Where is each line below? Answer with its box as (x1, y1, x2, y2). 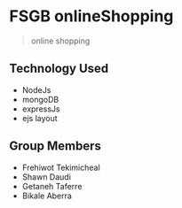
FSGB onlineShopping (9, 6, 174, 27)
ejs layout (21, 112, 58, 123)
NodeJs (21, 84, 51, 95)
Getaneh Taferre (21, 181, 83, 191)
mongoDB (21, 94, 59, 104)
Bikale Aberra (21, 190, 73, 201)
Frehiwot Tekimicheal (21, 162, 100, 173)
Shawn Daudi (21, 171, 71, 182)
